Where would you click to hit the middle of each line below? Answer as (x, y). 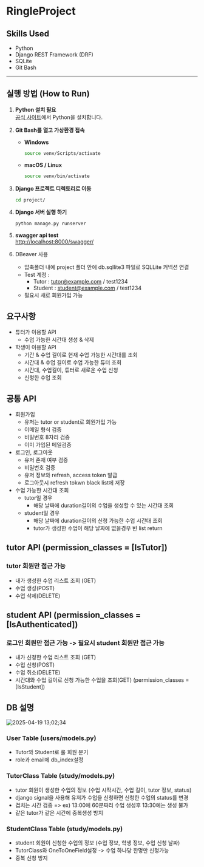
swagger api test (37, 236)
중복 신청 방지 (31, 858)
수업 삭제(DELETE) (38, 596)
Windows (36, 142)
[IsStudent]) (30, 687)
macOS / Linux (43, 165)
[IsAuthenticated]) (42, 624)
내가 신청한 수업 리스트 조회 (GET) (56, 658)
